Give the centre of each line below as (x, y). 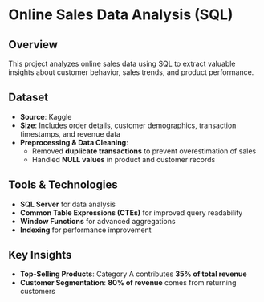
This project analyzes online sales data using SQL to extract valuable (122, 63)
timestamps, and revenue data (70, 133)
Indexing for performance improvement (85, 230)
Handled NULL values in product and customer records (124, 159)
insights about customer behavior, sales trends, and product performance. (131, 72)
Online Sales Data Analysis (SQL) (121, 15)
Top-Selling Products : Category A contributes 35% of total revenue (133, 274)
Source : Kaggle (46, 116)
